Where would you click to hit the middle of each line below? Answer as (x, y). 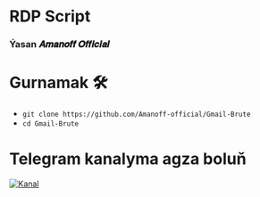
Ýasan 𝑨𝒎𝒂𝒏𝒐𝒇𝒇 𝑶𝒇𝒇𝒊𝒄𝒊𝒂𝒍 (59, 45)
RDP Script (50, 16)
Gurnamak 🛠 (59, 83)
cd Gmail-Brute (50, 124)
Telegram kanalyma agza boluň (128, 159)
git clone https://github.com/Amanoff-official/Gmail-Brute (136, 115)
